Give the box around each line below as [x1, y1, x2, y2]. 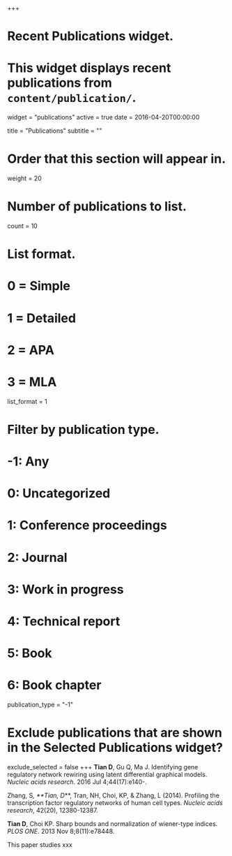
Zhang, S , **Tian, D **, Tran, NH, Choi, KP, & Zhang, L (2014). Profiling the [7, 791, 219, 800]
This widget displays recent [7, 60, 171, 76]
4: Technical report [7, 614, 121, 629]
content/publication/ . [7, 90, 137, 106]
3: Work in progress [7, 581, 124, 597]
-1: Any [7, 454, 49, 470]
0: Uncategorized [7, 486, 111, 502]
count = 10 [7, 222, 38, 230]
